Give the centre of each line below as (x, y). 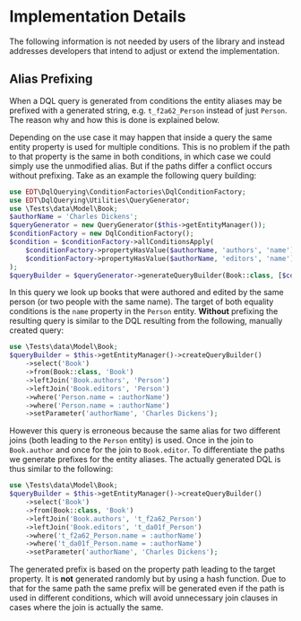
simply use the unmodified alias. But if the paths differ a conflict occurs (141, 166)
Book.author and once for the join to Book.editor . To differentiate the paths (147, 450)
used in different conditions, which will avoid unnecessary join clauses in (144, 598)
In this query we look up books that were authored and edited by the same (146, 293)
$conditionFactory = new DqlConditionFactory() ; (102, 234)
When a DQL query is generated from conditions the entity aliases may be (146, 101)
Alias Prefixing (51, 79)
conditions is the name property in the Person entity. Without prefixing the (144, 311)
